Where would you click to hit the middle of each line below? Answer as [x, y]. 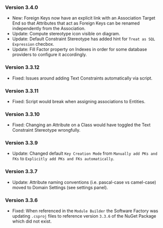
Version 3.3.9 [22, 143]
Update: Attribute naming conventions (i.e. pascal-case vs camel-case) [84, 182]
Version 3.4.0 [22, 7]
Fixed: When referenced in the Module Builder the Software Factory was [85, 211]
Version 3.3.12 [23, 67]
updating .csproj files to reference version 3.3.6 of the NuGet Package [84, 216]
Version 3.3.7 [21, 171]
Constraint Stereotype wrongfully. [46, 130]
